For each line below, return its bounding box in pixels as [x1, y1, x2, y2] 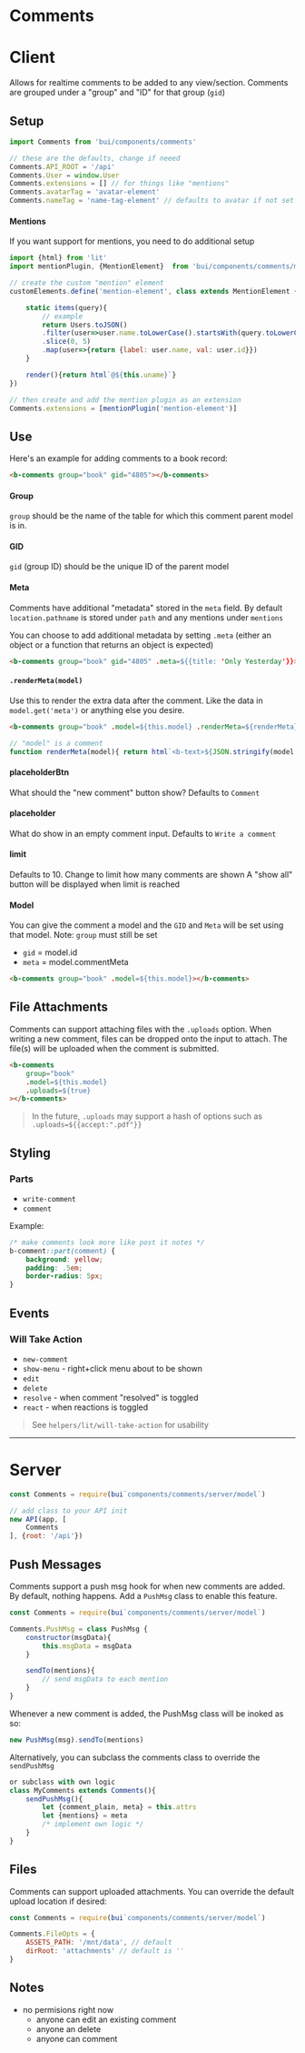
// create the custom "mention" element [9, 278, 165, 287]
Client [9, 47, 56, 68]
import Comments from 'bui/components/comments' [9, 137, 197, 146]
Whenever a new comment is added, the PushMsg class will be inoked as [9, 1707, 284, 1719]
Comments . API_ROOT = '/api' [9, 162, 116, 171]
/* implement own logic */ [42, 1820, 144, 1829]
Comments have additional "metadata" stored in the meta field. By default [9, 602, 283, 613]
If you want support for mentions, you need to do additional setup [9, 236, 255, 247]
